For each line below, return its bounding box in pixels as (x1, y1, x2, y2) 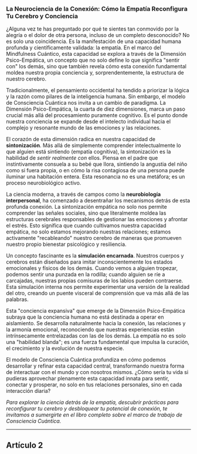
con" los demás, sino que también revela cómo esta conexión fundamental (6, 63, 186, 70)
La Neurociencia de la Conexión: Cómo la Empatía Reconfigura (6, 5, 188, 13)
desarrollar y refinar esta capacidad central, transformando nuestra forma (6, 362, 185, 369)
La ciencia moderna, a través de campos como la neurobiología (6, 191, 161, 198)
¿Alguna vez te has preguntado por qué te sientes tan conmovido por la (6, 25, 179, 32)
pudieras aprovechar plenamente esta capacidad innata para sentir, (6, 375, 169, 382)
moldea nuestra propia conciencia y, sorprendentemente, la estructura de (6, 69, 184, 76)
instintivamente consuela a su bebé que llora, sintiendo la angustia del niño (6, 161, 188, 168)
